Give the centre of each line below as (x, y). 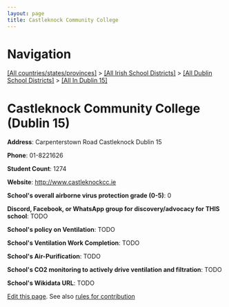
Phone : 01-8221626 (35, 155)
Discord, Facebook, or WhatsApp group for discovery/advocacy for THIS (113, 209)
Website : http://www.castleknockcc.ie (62, 182)
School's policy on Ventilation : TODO (61, 230)
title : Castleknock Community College (63, 20)
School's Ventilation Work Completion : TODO (73, 243)
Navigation (39, 54)
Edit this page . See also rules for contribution (71, 297)
